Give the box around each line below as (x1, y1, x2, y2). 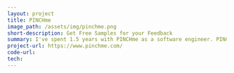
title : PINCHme (7, 17, 52, 24)
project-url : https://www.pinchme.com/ (7, 42, 123, 49)
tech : (7, 56, 23, 63)
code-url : (7, 49, 36, 56)
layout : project (7, 10, 54, 17)
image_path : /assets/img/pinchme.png (7, 23, 117, 30)
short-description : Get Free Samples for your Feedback (7, 29, 173, 37)
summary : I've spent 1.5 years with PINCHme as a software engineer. (7, 36, 214, 43)
